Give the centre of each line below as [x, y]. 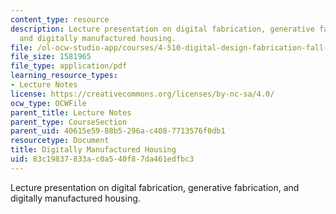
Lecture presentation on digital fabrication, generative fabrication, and [155, 187]
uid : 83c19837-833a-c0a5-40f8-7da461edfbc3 [102, 159]
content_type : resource [60, 19]
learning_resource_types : [64, 76]
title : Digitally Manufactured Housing [93, 150]
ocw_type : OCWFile [48, 103]
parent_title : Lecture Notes [71, 112]
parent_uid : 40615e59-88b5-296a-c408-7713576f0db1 [118, 131]
